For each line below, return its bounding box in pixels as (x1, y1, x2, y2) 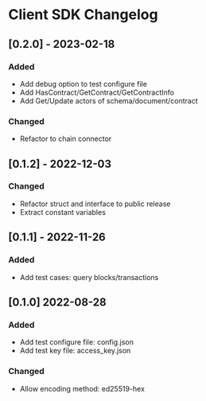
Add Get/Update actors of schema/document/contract (19, 95, 199, 105)
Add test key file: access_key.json (19, 346, 131, 356)
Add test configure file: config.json (19, 337, 134, 347)
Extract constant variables (19, 207, 106, 216)
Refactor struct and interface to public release (19, 199, 171, 208)
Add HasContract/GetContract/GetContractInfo (19, 88, 175, 97)
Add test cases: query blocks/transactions (19, 272, 159, 282)
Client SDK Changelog (8, 6, 158, 24)
